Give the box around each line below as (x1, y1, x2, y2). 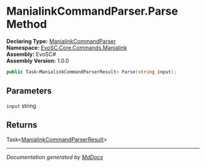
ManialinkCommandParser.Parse (6, 4, 178, 18)
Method (6, 17, 47, 31)
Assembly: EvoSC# (6, 50, 56, 58)
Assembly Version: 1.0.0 (6, 57, 69, 64)
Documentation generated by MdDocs (6, 154, 103, 161)
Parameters (6, 86, 52, 96)
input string (6, 102, 37, 109)
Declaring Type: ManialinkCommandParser (6, 37, 116, 45)
